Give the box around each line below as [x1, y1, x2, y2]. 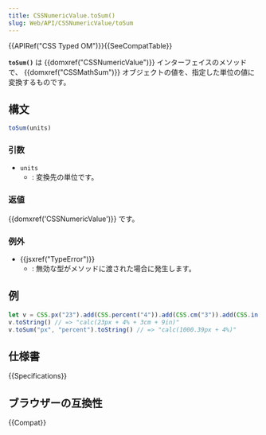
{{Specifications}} [8, 371, 68, 381]
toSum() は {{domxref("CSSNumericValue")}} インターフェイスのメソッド [8, 57, 248, 67]
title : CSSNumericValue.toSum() [8, 11, 115, 20]
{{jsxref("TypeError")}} [19, 254, 96, 264]
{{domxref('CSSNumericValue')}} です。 [8, 214, 139, 223]
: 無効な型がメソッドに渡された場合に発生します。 [31, 264, 197, 274]
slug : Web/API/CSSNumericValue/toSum [8, 19, 134, 27]
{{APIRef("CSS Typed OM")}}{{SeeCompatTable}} [8, 41, 173, 50]
